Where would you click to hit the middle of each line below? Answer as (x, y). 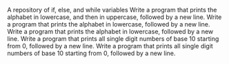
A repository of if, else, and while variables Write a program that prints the (112, 10)
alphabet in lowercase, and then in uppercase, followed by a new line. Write (114, 17)
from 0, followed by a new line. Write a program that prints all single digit (110, 46)
